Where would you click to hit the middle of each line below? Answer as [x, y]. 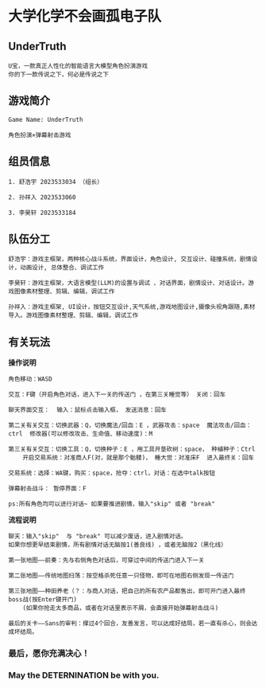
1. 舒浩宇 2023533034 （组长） [56, 182]
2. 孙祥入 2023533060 [42, 197]
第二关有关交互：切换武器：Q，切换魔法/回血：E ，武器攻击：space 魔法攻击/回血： [130, 426]
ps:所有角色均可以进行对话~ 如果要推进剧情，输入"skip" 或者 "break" [112, 504]
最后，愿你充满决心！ [49, 654]
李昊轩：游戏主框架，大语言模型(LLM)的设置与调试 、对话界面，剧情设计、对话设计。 [128, 283]
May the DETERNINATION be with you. [84, 675]
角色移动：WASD [31, 379]
